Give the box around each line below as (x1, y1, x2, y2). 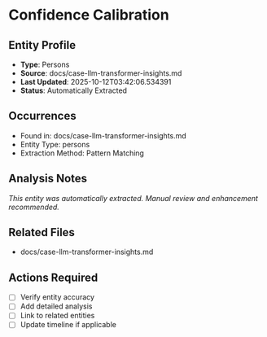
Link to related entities (20, 311, 95, 321)
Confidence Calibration (8, 6, 169, 24)
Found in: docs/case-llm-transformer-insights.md (20, 130, 187, 140)
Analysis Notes (8, 172, 88, 186)
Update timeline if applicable (20, 320, 116, 330)
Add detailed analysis (20, 301, 93, 311)
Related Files (8, 225, 76, 239)
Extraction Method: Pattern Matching (20, 148, 145, 158)
